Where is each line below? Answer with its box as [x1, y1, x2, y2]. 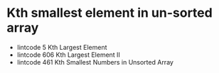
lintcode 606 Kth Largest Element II [16, 51, 120, 59]
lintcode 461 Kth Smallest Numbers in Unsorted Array [16, 58, 173, 66]
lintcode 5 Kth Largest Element [16, 43, 107, 51]
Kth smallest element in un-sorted [6, 5, 213, 21]
